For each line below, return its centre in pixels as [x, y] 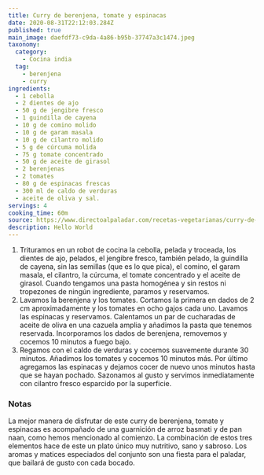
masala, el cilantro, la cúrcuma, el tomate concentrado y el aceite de [130, 275]
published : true [35, 30]
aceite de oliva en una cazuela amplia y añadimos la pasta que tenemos [136, 325]
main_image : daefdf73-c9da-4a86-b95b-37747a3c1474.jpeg [101, 37]
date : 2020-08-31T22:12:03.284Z [61, 23]
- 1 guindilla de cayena [56, 118]
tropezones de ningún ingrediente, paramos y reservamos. [114, 291]
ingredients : [29, 88]
